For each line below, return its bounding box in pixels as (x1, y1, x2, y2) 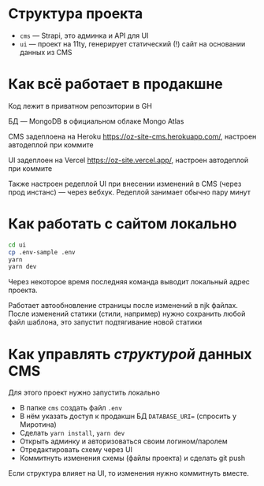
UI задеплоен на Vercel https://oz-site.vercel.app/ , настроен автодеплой (8, 155, 249, 165)
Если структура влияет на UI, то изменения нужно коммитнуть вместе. (8, 469, 250, 478)
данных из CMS (19, 47, 73, 57)
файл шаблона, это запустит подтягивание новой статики (8, 317, 203, 327)
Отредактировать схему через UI (19, 445, 132, 454)
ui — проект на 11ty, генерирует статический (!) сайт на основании (19, 39, 246, 48)
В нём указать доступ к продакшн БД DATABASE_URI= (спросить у (19, 411, 237, 421)
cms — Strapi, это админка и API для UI (19, 31, 149, 40)
